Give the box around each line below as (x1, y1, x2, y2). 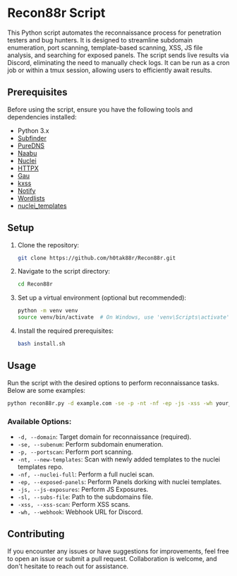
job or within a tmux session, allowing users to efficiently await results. (7, 66, 213, 74)
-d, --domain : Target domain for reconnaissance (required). (17, 433, 192, 441)
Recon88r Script (7, 5, 106, 21)
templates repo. (17, 462, 63, 471)
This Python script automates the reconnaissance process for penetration (7, 28, 221, 37)
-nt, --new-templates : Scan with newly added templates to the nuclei (17, 454, 221, 464)
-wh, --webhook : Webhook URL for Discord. (17, 507, 143, 516)
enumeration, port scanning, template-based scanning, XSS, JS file (7, 43, 203, 52)
